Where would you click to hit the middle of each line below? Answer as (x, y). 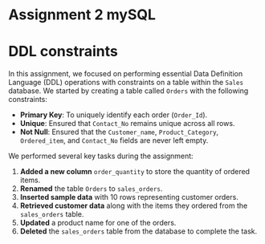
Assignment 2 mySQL (82, 15)
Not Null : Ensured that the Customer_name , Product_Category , (119, 132)
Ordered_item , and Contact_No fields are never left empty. (114, 140)
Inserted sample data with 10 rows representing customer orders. (129, 197)
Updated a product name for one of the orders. (98, 223)
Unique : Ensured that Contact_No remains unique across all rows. (127, 124)
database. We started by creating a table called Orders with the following (128, 91)
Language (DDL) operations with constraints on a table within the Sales (126, 83)
